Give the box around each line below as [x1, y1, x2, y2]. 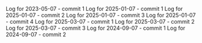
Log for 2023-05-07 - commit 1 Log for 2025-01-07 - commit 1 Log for [6, 5, 183, 12]
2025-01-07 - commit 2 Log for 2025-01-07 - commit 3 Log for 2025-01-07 [6, 12, 196, 19]
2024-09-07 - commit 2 [6, 31, 67, 38]
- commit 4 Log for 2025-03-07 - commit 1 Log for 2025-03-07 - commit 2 [6, 18, 195, 25]
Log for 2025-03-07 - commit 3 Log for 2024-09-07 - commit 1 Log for [6, 24, 185, 31]
